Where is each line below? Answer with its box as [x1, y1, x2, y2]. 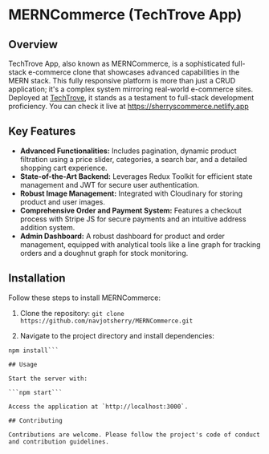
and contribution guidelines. [8, 437, 110, 446]
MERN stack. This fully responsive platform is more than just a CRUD [8, 76, 236, 85]
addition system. [19, 222, 75, 232]
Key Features [8, 124, 76, 138]
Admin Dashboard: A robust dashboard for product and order [19, 231, 225, 241]
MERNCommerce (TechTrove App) [8, 6, 243, 24]
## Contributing [8, 416, 63, 424]
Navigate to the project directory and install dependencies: [19, 330, 214, 340]
